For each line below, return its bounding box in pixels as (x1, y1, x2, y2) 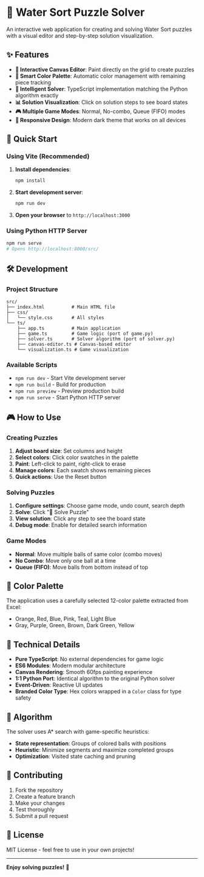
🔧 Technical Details (6, 639, 81, 650)
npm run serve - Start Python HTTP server (15, 394, 121, 401)
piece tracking (15, 78, 52, 86)
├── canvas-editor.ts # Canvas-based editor (17, 341, 132, 347)
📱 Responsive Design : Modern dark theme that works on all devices (15, 116, 186, 123)
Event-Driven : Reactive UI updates (15, 681, 103, 689)
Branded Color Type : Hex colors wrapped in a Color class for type (15, 688, 182, 695)
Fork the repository (15, 786, 64, 794)
